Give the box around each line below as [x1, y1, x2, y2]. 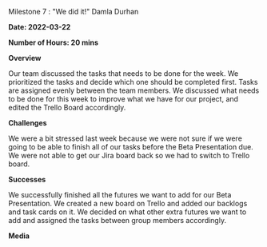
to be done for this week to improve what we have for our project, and [8, 94, 238, 103]
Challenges [8, 118, 47, 127]
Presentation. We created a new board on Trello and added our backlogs [8, 199, 248, 208]
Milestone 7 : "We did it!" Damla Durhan [8, 7, 139, 16]
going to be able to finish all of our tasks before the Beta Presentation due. [8, 142, 253, 151]
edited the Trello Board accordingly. [8, 103, 126, 112]
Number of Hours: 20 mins [8, 38, 98, 47]
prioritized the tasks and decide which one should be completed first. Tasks [8, 78, 258, 86]
